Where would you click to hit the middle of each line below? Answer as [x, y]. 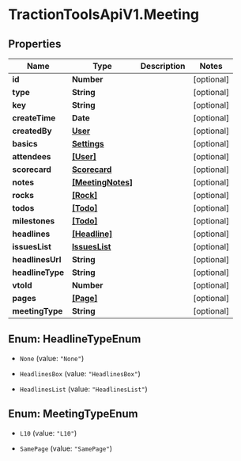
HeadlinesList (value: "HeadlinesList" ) [83, 389]
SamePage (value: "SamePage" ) [66, 448]
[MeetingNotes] [102, 182]
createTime [34, 118]
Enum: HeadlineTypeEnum [75, 339]
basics [25, 144]
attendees [32, 156]
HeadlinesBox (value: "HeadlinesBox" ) [80, 373]
